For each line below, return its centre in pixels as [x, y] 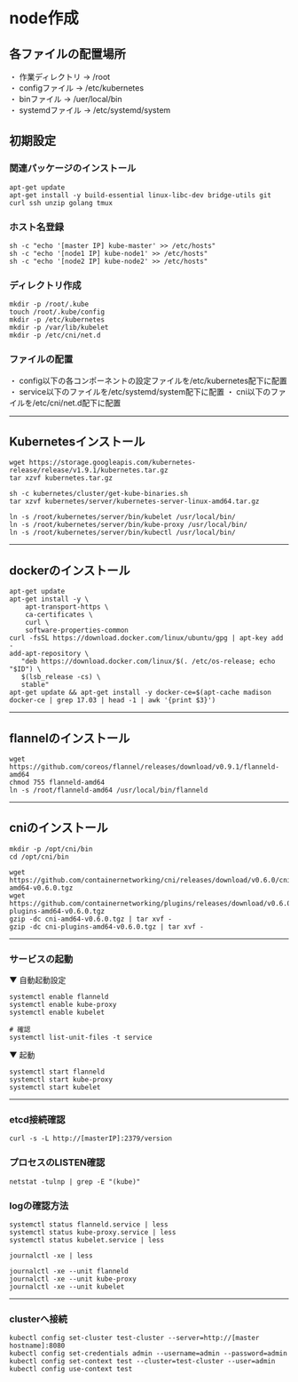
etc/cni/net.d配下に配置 [78, 403]
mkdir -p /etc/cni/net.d [55, 336]
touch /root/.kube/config [57, 312]
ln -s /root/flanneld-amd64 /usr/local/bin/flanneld [109, 791]
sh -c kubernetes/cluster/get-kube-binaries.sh [99, 494]
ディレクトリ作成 [45, 285]
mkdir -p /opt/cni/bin [51, 849]
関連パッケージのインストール [73, 168]
